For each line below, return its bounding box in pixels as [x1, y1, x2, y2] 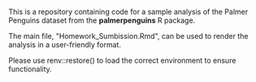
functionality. [8, 64, 53, 74]
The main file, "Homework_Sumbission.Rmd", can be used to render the [8, 32, 249, 41]
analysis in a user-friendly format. [8, 40, 122, 50]
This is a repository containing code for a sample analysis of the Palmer [8, 7, 249, 16]
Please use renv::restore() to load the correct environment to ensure [8, 56, 236, 65]
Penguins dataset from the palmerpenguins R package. [8, 15, 196, 25]
